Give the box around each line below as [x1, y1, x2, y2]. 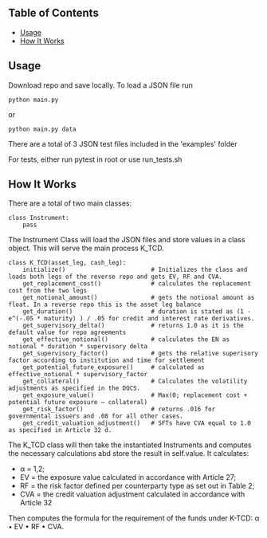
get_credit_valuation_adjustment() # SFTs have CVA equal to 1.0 [22, 419, 251, 427]
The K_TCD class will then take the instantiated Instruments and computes [8, 440, 252, 450]
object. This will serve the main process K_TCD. [8, 243, 165, 253]
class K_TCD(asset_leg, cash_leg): [8, 259, 127, 267]
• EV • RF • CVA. [8, 522, 65, 532]
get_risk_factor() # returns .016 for [22, 406, 216, 414]
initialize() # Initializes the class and [22, 266, 248, 274]
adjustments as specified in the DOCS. [8, 384, 141, 393]
